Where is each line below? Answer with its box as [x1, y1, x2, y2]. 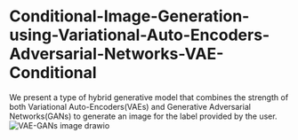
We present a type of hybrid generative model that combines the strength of [9, 91, 289, 103]
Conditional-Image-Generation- [9, 6, 250, 27]
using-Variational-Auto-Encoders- [9, 25, 270, 45]
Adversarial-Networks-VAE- [9, 44, 224, 64]
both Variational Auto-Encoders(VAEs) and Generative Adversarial [9, 101, 252, 112]
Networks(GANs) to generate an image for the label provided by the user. [9, 111, 278, 121]
